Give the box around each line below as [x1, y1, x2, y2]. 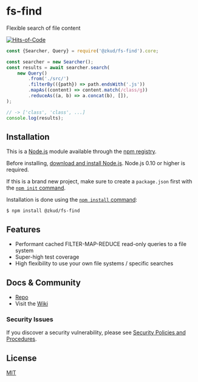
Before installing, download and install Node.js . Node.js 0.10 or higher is [6, 160, 185, 167]
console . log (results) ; [6, 115, 64, 121]
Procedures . [6, 335, 38, 343]
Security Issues [6, 315, 53, 323]
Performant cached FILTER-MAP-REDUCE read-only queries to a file [15, 240, 187, 248]
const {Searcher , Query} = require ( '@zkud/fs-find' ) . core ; [6, 47, 159, 54]
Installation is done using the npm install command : [6, 196, 138, 203]
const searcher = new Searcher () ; [6, 59, 94, 65]
